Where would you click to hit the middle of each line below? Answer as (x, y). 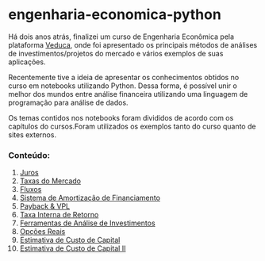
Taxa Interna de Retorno (59, 215)
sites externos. (33, 134)
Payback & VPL (44, 206)
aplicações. (27, 62)
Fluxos (31, 190)
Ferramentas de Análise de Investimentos (88, 223)
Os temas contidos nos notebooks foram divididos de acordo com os (121, 117)
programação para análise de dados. (68, 102)
